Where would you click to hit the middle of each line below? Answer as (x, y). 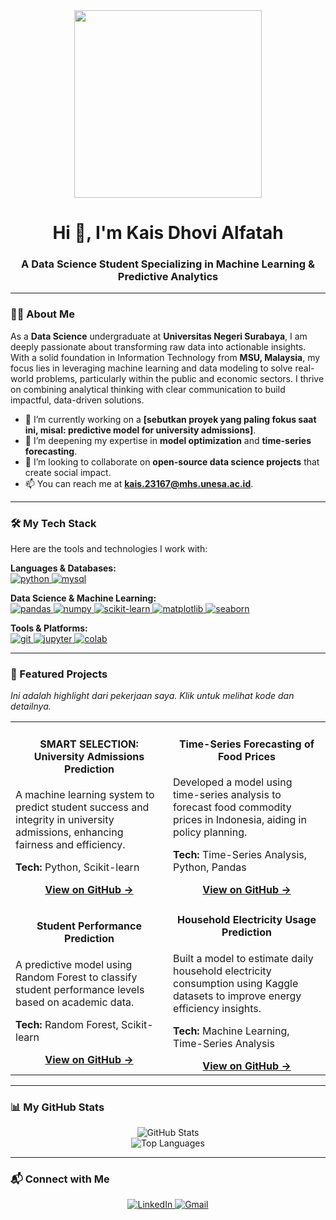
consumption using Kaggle (236, 983)
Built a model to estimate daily (243, 958)
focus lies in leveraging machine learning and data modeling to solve (151, 368)
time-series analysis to (227, 795)
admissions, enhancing (69, 832)
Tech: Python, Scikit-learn (77, 867)
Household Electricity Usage (247, 920)
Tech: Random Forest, (67, 1024)
